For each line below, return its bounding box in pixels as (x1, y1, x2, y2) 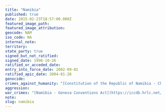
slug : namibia (5, 100, 35, 105)
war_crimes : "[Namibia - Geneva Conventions (5, 90, 98, 95)
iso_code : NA (5, 35, 32, 40)
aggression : (5, 85, 30, 91)
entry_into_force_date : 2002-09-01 (5, 67, 79, 72)
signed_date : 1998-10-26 (5, 58, 56, 63)
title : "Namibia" (5, 7, 41, 12)
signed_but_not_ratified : (5, 53, 58, 58)
